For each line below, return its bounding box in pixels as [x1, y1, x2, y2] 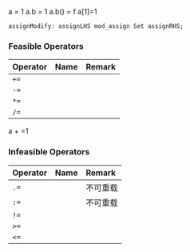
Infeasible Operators [8, 146, 90, 158]
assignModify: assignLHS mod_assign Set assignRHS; [8, 22, 184, 30]
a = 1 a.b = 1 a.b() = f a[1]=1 [8, 7, 97, 16]
